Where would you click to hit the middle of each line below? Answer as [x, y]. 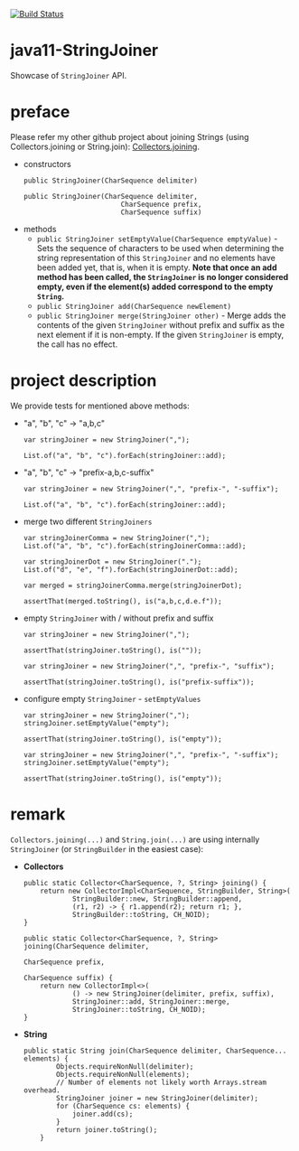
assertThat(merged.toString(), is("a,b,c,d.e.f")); [122, 601]
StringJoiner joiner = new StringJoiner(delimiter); [158, 1098]
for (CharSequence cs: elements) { [123, 1106]
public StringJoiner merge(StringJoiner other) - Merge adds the [161, 315]
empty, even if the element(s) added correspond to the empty [155, 286]
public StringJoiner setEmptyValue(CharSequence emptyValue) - [157, 239]
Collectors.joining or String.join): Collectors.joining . [105, 146]
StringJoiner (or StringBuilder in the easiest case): [107, 848]
